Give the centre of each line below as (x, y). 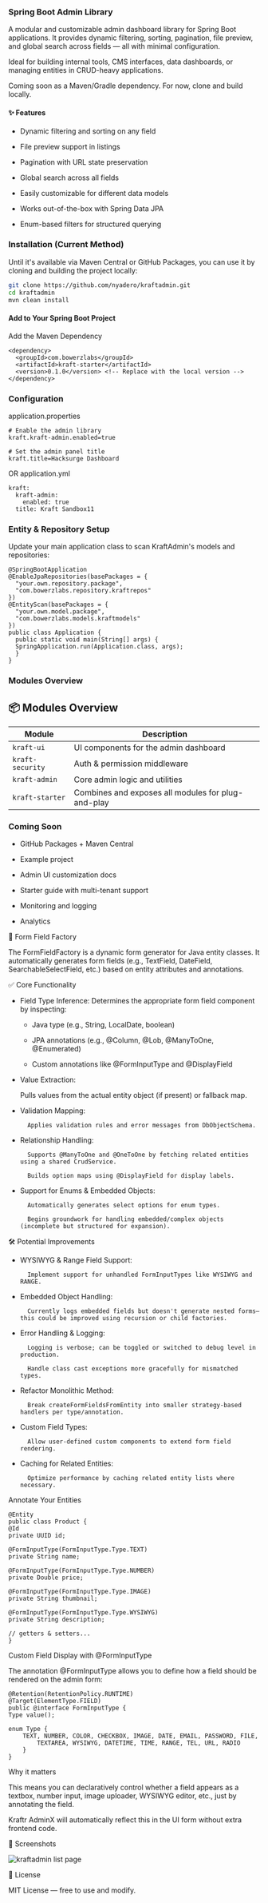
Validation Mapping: (53, 1111)
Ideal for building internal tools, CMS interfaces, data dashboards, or (121, 62)
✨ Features (27, 112)
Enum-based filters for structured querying (91, 224)
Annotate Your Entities (45, 1500)
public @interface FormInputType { (67, 1708)
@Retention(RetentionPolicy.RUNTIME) (71, 1694)
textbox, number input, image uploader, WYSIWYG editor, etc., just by (122, 1796)
